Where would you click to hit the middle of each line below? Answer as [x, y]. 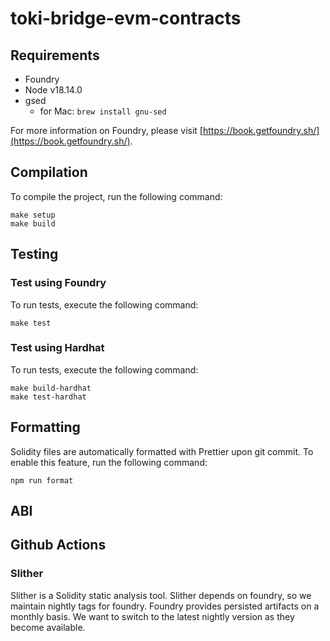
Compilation [49, 172]
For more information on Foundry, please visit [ [106, 130]
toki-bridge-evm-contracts [126, 18]
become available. [48, 627]
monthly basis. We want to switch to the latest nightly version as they [152, 616]
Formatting [45, 427]
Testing [34, 254]
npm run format [42, 480]
